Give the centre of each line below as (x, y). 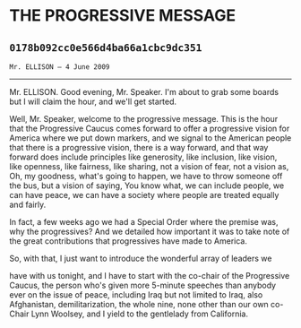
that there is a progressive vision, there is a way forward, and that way (139, 147)
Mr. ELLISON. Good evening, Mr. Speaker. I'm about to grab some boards (144, 92)
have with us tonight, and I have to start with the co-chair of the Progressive (150, 276)
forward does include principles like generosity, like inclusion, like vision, (143, 157)
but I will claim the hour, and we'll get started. (93, 101)
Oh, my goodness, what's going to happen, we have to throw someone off (146, 176)
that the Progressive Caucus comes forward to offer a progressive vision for (150, 128)
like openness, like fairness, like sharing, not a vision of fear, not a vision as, (149, 166)
